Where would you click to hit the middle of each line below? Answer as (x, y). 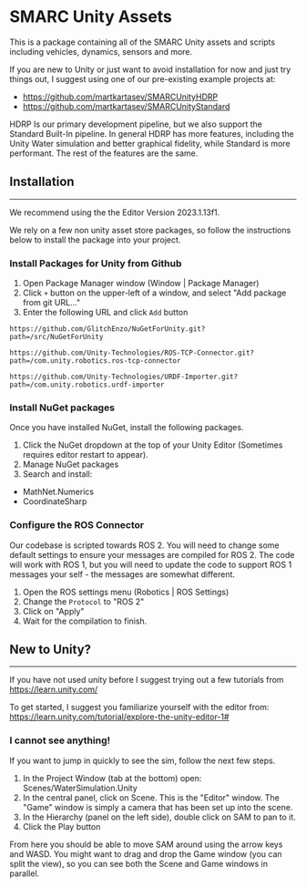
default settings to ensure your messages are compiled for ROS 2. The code (152, 554)
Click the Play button (61, 826)
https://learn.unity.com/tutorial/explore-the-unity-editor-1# (119, 717)
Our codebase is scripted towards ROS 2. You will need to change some (144, 545)
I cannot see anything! (60, 740)
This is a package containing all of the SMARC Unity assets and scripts (143, 42)
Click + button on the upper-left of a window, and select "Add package (154, 293)
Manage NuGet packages (71, 465)
